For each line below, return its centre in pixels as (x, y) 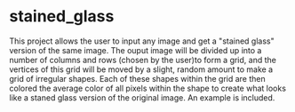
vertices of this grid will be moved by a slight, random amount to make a (141, 69)
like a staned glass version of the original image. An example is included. (142, 97)
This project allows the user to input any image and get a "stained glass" (142, 41)
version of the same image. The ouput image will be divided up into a (136, 50)
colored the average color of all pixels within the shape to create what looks (148, 88)
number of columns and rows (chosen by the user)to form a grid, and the (143, 60)
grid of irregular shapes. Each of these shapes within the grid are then (137, 78)
